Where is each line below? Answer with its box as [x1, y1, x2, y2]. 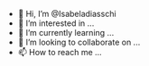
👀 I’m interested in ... [17, 18, 95, 29]
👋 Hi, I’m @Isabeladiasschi [17, 9, 116, 19]
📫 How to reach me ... [17, 47, 102, 57]
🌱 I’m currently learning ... [17, 28, 115, 37]
